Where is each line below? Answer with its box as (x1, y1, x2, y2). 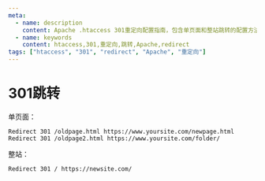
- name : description (15, 19, 83, 27)
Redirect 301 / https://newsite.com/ (8, 164, 132, 173)
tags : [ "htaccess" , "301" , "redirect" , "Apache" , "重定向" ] (8, 48, 207, 56)
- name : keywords (15, 33, 73, 42)
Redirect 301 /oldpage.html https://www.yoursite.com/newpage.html (8, 127, 235, 135)
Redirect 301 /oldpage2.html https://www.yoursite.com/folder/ (8, 135, 221, 142)
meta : (8, 11, 26, 20)
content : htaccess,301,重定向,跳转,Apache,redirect (22, 41, 190, 49)
